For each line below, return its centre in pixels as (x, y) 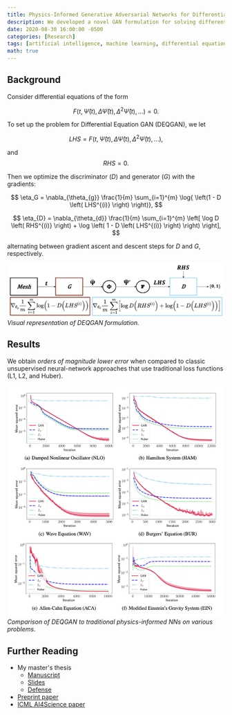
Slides (36, 682)
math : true (23, 51)
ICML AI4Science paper (51, 705)
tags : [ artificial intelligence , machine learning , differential (103, 44)
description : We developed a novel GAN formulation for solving (101, 22)
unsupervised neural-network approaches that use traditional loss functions (115, 368)
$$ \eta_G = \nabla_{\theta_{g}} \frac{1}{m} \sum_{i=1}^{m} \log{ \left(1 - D (116, 198)
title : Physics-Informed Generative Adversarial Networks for (98, 15)
